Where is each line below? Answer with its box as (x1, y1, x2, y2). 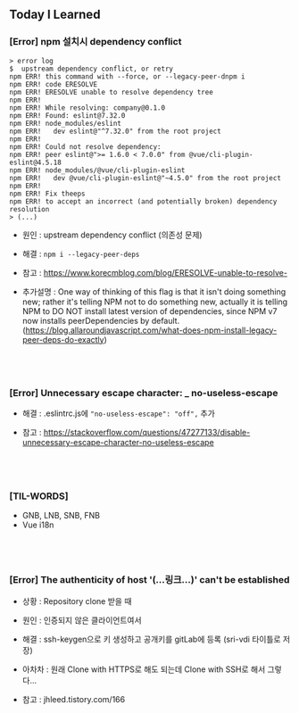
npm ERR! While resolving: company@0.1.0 (9, 103, 166, 112)
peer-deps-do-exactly (21, 334, 104, 344)
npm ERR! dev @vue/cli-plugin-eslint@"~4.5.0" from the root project (9, 173, 281, 182)
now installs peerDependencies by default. (21, 315, 180, 326)
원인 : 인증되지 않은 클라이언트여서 (21, 615, 142, 626)
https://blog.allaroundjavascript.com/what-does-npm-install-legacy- (25, 325, 278, 336)
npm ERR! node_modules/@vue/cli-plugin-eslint (9, 165, 186, 175)
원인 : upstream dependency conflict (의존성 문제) (21, 229, 203, 240)
